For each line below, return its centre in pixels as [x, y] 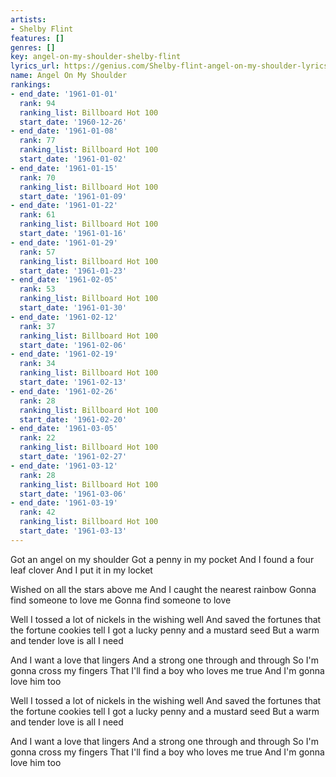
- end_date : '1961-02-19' [64, 354]
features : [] [37, 38]
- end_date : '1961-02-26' [64, 391]
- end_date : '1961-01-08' [64, 131]
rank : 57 [37, 252]
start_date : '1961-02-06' [73, 345]
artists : [28, 19]
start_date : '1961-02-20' [73, 419]
